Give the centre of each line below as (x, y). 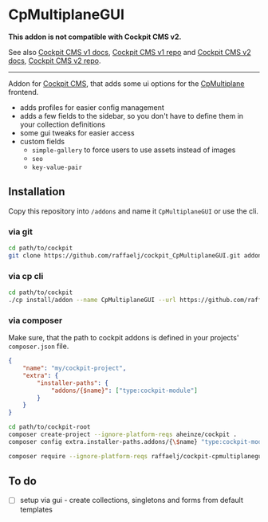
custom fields (42, 141)
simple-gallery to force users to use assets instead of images (134, 150)
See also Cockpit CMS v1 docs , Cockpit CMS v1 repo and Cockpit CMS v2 (130, 52)
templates (36, 509)
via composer (35, 320)
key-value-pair (57, 167)
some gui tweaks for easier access (77, 132)
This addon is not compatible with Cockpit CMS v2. (95, 37)
